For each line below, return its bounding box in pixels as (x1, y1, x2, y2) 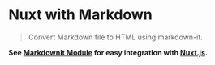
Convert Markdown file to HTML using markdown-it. (28, 32, 203, 42)
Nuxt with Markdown (8, 6, 153, 24)
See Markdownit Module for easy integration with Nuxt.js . (8, 47, 209, 57)
